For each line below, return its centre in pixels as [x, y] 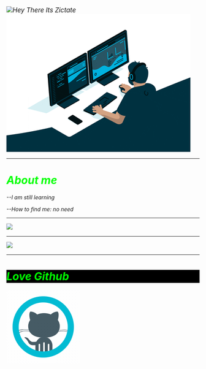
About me [32, 181]
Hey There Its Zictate [44, 10]
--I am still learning [31, 197]
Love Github [38, 277]
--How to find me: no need [40, 209]
